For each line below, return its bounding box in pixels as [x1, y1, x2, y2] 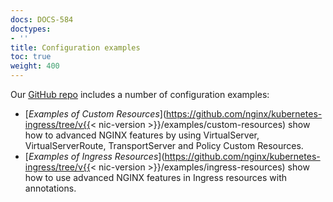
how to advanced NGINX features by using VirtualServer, [24, 129, 260, 141]
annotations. [24, 182, 77, 194]
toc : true [10, 52, 52, 62]
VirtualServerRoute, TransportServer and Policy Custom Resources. [24, 140, 304, 151]
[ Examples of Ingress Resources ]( [24, 151, 165, 162]
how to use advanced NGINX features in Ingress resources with [24, 172, 287, 183]
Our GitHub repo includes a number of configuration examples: [10, 89, 270, 100]
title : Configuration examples [10, 42, 141, 53]
